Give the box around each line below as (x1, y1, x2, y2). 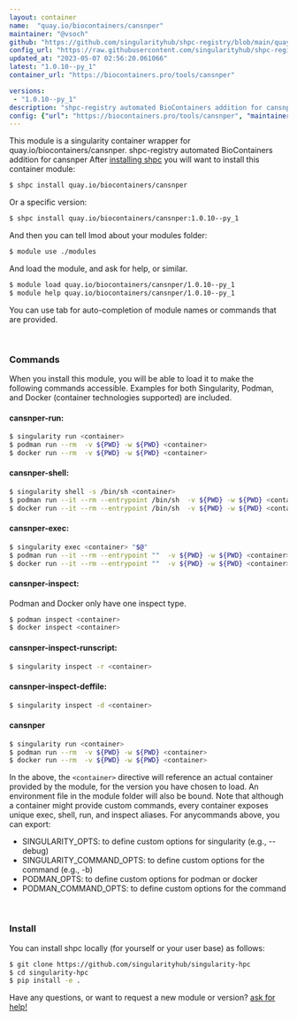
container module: (9, 164, 76, 174)
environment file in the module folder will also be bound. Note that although (9, 791, 285, 801)
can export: (9, 819, 51, 830)
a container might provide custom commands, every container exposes (9, 801, 269, 811)
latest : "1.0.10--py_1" (9, 63, 97, 72)
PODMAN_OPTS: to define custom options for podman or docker (21, 874, 258, 885)
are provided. (9, 313, 58, 324)
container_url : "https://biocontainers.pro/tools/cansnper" (9, 71, 236, 80)
